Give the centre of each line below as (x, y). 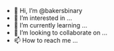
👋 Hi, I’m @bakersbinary (48, 11)
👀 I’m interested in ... (43, 18)
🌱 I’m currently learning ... (50, 25)
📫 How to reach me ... (46, 40)
